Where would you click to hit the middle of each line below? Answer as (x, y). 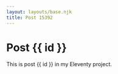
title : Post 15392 (29, 18)
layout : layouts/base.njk (39, 12)
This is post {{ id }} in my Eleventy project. (59, 64)
